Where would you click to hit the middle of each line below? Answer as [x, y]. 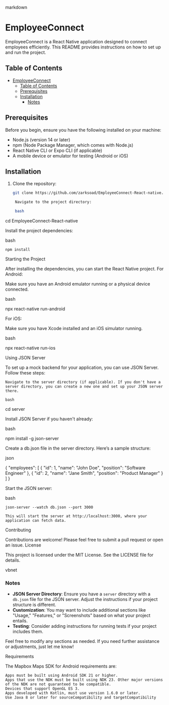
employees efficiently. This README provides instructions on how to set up [83, 47]
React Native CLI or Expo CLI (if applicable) [57, 150]
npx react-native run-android [35, 309]
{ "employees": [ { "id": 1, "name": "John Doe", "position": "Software [75, 468]
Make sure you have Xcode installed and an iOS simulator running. [74, 328]
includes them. [28, 632]
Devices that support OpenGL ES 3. [43, 689]
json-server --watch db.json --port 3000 [49, 507]
